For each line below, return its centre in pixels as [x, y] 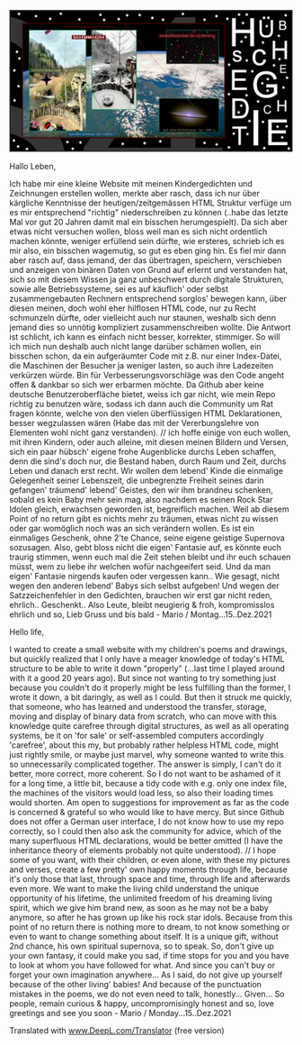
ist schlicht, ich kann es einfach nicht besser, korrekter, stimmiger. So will [145, 337]
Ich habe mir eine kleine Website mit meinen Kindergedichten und [131, 184]
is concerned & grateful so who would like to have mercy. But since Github [147, 812]
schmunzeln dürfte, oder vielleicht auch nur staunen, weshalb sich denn [143, 318]
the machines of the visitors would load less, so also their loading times [142, 793]
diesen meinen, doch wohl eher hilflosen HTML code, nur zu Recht [133, 308]
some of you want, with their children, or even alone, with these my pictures [150, 860]
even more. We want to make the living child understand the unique [134, 889]
